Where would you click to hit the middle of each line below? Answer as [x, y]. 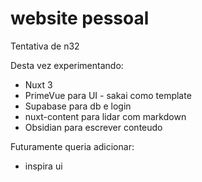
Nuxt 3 [38, 84]
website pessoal [80, 18]
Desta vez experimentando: [67, 65]
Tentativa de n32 [45, 46]
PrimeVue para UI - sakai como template [108, 95]
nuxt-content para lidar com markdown [105, 116]
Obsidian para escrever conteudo [93, 127]
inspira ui [43, 166]
